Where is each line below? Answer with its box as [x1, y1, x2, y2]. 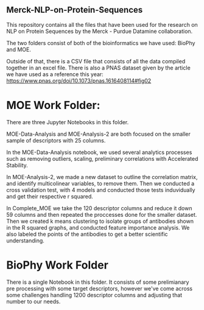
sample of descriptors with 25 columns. [6, 136, 106, 144]
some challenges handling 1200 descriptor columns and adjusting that [6, 291, 183, 298]
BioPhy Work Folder [6, 258, 108, 272]
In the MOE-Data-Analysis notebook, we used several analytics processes [6, 149, 192, 156]
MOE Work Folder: [6, 99, 100, 112]
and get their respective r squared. [6, 192, 93, 200]
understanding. [6, 237, 44, 244]
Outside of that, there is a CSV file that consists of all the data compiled [6, 57, 186, 65]
